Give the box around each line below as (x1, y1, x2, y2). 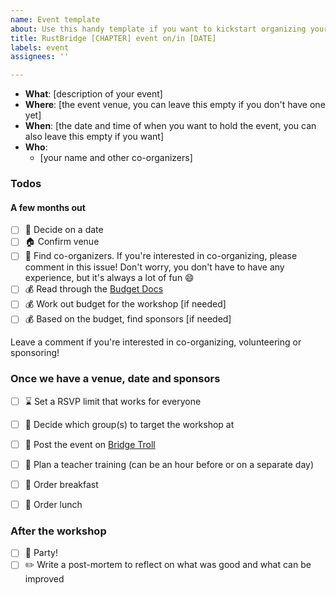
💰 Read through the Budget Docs (24, 283, 164, 295)
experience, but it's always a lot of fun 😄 (24, 272, 195, 284)
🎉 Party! (24, 547, 58, 559)
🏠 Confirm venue (24, 236, 100, 248)
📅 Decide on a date (24, 224, 104, 236)
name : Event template (10, 14, 101, 25)
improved (24, 573, 65, 585)
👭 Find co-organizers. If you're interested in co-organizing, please (24, 250, 298, 262)
